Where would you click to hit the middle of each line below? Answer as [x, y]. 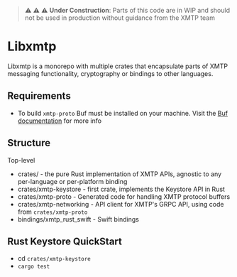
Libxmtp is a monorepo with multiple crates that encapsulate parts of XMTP [118, 66]
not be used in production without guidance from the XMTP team [120, 18]
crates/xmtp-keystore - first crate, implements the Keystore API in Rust [121, 189]
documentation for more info [59, 121]
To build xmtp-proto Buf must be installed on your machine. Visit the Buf [123, 113]
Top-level [21, 160]
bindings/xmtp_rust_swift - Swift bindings [78, 219]
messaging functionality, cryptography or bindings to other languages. [110, 73]
